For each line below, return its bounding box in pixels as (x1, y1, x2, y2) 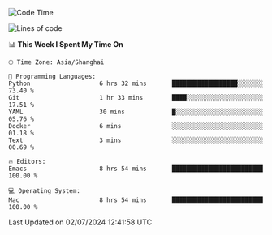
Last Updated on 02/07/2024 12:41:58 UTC (8, 217, 153, 227)
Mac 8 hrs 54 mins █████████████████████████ (8, 196, 264, 204)
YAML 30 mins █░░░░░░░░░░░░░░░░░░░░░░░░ (8, 108, 264, 116)
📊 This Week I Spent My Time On (8, 40, 123, 49)
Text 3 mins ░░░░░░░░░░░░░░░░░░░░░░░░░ (8, 136, 264, 144)
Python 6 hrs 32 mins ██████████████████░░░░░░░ (8, 79, 264, 88)
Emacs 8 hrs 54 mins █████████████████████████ (8, 164, 264, 173)
